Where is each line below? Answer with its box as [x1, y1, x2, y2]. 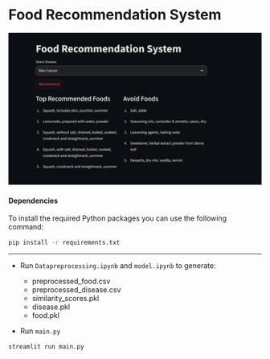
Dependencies [8, 196, 59, 205]
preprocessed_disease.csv [31, 285, 121, 295]
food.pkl [31, 311, 60, 320]
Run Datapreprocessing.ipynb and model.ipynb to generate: [19, 261, 216, 270]
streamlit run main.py [8, 343, 84, 351]
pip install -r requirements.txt [8, 239, 121, 247]
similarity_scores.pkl [31, 294, 100, 303]
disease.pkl [31, 302, 71, 312]
